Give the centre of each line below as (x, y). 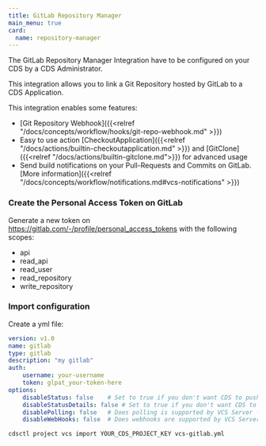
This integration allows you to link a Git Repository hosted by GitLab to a (125, 84)
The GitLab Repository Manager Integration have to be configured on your (129, 60)
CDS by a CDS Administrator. (55, 69)
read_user (36, 269)
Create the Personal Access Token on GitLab (96, 203)
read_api (34, 261)
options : (23, 390)
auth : (17, 368)
